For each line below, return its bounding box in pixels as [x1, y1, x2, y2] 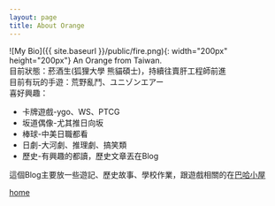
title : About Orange [9, 21, 86, 30]
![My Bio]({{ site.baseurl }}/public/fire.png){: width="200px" [9, 45, 228, 56]
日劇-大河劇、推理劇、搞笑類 [21, 139, 127, 150]
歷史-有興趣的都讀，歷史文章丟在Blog [21, 150, 159, 161]
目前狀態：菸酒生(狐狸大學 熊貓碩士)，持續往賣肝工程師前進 [9, 65, 227, 76]
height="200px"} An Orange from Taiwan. [9, 55, 162, 65]
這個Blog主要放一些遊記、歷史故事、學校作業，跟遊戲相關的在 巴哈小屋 [9, 169, 266, 179]
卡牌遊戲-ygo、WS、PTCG [21, 106, 120, 117]
